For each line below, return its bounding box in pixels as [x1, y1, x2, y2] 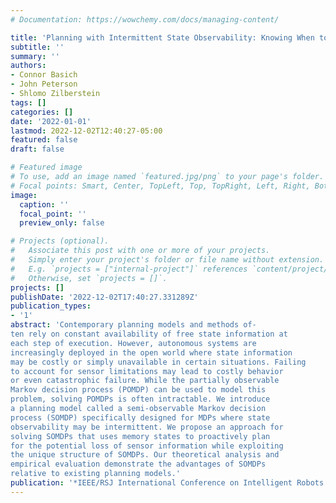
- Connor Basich [10, 70, 78, 80]
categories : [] [10, 107, 74, 117]
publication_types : [10, 301, 92, 311]
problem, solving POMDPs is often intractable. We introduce [10, 394, 271, 405]
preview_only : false [19, 218, 105, 228]
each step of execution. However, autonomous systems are [10, 338, 257, 348]
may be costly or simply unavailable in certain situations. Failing [10, 357, 307, 367]
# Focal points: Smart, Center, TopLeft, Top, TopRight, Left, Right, [10, 181, 311, 191]
